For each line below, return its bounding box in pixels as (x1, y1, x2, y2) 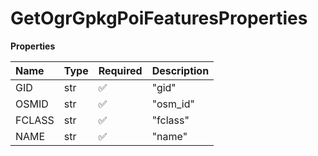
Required (98, 63, 143, 77)
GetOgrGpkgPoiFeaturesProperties (10, 7, 308, 30)
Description (151, 63, 210, 77)
